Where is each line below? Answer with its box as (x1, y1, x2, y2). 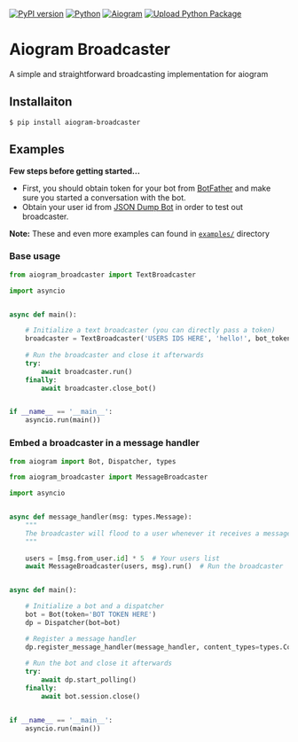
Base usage (9, 250, 61, 262)
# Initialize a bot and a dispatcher (25, 602, 165, 611)
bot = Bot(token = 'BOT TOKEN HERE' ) (25, 610, 157, 620)
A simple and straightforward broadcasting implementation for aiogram (9, 68, 269, 79)
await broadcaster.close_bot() (41, 384, 157, 393)
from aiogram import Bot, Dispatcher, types (9, 457, 176, 465)
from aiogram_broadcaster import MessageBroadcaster (9, 473, 208, 482)
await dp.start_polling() (41, 676, 137, 684)
